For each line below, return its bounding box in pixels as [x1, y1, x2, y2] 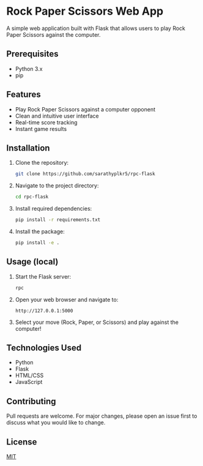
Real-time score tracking [15, 118, 78, 126]
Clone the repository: [15, 159, 69, 167]
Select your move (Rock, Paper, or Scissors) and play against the [15, 318, 179, 326]
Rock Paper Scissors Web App [6, 4, 164, 18]
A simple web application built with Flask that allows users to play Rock [6, 24, 185, 32]
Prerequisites [6, 49, 59, 59]
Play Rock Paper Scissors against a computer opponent [15, 105, 156, 113]
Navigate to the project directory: [15, 182, 99, 189]
